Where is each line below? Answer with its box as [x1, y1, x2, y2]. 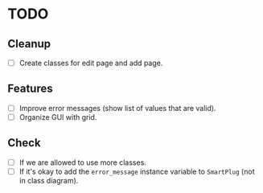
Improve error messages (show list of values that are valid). [18, 103, 216, 113]
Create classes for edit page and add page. [18, 58, 163, 68]
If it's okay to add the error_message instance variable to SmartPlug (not [18, 166, 255, 176]
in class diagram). [18, 175, 79, 185]
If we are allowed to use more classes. [18, 158, 146, 167]
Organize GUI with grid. [18, 112, 97, 121]
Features [7, 82, 53, 96]
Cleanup [7, 37, 51, 51]
